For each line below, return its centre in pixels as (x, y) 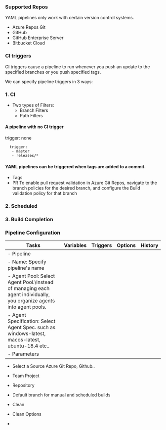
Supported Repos (27, 7)
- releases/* (25, 156)
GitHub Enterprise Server (38, 38)
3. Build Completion (29, 220)
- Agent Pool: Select (31, 276)
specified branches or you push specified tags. (53, 72)
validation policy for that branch (45, 193)
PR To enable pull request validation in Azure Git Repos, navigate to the (84, 183)
